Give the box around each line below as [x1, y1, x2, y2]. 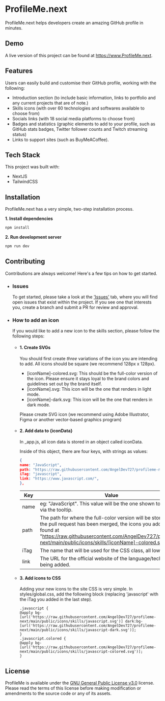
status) [12, 131, 27, 137]
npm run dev [5, 244, 29, 249]
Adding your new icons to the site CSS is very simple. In [19, 586, 133, 592]
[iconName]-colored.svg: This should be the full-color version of [27, 370, 158, 376]
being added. [40, 561, 70, 568]
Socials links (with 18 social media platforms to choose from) [12, 115, 135, 121]
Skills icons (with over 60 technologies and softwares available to [12, 105, 145, 111]
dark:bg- [125, 619, 143, 624]
